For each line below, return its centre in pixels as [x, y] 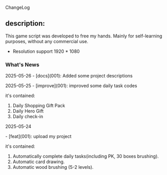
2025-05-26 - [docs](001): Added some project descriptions [69, 76]
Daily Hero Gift [28, 111]
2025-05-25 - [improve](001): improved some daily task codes [71, 86]
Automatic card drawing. [39, 162]
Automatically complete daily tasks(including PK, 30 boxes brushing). [86, 157]
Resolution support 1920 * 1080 [46, 51]
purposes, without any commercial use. [47, 41]
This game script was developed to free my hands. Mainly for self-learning [84, 36]
